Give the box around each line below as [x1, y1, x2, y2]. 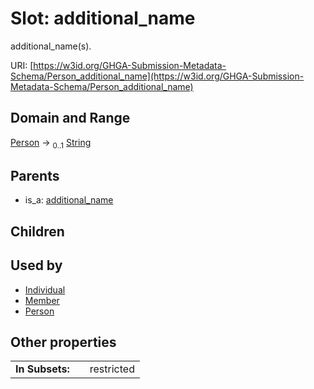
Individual [24, 283, 66, 296]
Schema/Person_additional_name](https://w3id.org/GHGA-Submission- [10, 70, 305, 82]
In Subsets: [15, 362, 70, 376]
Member [24, 294, 60, 306]
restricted [89, 362, 135, 376]
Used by [10, 257, 63, 274]
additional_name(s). [10, 40, 92, 52]
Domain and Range [10, 110, 131, 127]
